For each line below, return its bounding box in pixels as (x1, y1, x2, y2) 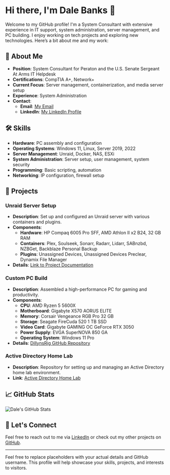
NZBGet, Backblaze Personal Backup (20, 246, 98, 252)
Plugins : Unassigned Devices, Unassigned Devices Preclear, (20, 251, 147, 257)
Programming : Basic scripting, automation (12, 167, 102, 173)
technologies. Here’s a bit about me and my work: (5, 37, 109, 44)
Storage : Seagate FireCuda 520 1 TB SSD (20, 319, 107, 325)
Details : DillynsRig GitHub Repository (12, 340, 91, 346)
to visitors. (5, 465, 27, 471)
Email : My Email (20, 103, 54, 109)
